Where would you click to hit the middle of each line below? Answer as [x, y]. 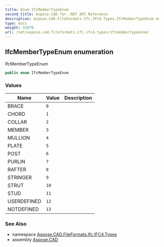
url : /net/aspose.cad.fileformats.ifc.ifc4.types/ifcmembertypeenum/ [77, 32]
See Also [16, 224]
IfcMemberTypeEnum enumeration [59, 52]
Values [13, 85]
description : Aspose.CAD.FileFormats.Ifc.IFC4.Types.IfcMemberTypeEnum [79, 19]
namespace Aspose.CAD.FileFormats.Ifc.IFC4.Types [64, 234]
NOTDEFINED [23, 209]
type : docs [16, 23]
